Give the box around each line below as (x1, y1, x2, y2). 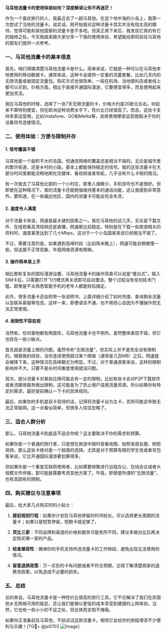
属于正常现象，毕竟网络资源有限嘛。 (22, 247, 96, 253)
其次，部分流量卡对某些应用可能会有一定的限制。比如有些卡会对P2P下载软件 (5, 376, 161, 382)
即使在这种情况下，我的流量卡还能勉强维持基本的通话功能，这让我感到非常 (5, 187, 157, 193)
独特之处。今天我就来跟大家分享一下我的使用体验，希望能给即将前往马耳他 (9, 34, 161, 40)
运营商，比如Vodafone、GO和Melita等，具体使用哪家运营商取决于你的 (18, 113, 161, 119)
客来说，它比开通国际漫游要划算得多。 (5, 453, 83, 459)
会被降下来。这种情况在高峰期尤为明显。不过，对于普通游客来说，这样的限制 (5, 359, 161, 365)
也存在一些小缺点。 (5, 336, 44, 342)
